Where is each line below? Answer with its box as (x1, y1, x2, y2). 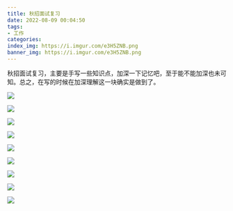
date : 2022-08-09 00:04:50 (7, 17, 86, 24)
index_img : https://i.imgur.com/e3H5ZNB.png (7, 42, 138, 49)
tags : (7, 23, 23, 30)
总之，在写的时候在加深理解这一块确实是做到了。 (19, 77, 160, 86)
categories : (7, 36, 42, 43)
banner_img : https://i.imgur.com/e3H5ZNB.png (7, 49, 141, 56)
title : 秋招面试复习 (7, 10, 61, 17)
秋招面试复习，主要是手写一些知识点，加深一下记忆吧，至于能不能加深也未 (7, 69, 220, 77)
